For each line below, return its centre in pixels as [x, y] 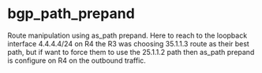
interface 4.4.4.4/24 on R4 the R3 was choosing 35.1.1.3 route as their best [128, 43]
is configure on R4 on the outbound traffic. [77, 60]
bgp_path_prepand [71, 14]
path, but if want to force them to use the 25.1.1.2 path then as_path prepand [131, 52]
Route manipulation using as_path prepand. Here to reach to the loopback [127, 35]
